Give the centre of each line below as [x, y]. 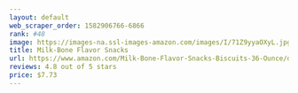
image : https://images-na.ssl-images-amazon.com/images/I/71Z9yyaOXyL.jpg [150, 42]
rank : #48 [27, 34]
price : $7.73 [33, 75]
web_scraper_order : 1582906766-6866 [77, 26]
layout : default [39, 17]
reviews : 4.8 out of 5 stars [63, 67]
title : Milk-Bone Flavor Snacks [69, 50]
